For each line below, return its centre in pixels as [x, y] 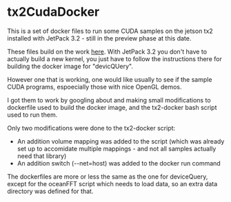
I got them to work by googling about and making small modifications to [109, 100]
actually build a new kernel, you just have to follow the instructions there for [114, 58]
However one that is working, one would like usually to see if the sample [110, 79]
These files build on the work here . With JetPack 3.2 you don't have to [107, 52]
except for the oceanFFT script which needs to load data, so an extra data [112, 183]
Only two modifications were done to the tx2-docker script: [91, 128]
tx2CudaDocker [53, 12]
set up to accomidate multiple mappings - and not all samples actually [117, 148]
